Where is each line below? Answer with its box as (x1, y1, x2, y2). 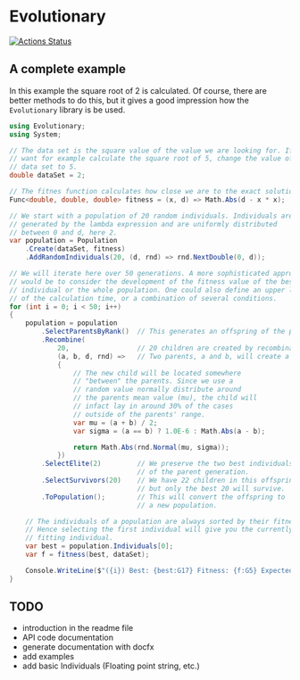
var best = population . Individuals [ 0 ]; (25, 542, 174, 551)
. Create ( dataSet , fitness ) (25, 245, 126, 253)
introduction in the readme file (21, 623, 134, 634)
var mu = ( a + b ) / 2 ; (72, 418, 158, 427)
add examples (21, 651, 74, 662)
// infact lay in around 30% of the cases (72, 402, 234, 410)
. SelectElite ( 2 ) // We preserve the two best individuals (41, 460, 294, 469)
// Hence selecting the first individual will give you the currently (25, 525, 294, 535)
